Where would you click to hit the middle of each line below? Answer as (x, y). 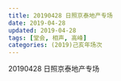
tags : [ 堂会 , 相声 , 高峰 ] (48, 38)
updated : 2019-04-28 (43, 30)
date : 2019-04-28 (37, 23)
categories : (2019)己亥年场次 (55, 45)
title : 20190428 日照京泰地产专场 (60, 15)
